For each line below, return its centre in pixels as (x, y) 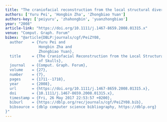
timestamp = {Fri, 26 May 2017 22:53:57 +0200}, (61, 98)
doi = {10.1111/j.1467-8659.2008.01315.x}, (62, 93)
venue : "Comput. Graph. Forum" (38, 33)
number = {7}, (28, 75)
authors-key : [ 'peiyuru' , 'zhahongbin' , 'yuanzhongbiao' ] (66, 19)
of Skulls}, (51, 61)
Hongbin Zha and (55, 47)
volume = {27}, (29, 70)
